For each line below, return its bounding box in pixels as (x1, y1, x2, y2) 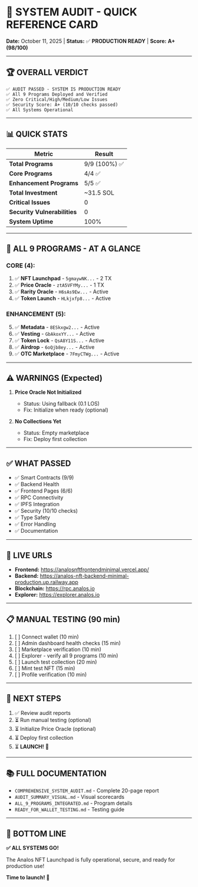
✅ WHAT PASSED (6, 458, 71, 468)
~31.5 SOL (84, 189, 115, 197)
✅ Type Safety (14, 514, 50, 521)
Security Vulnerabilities (9, 208, 77, 216)
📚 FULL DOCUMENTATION (6, 769, 107, 778)
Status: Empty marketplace (23, 429, 90, 436)
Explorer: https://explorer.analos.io (14, 591, 100, 598)
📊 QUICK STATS (6, 130, 68, 140)
